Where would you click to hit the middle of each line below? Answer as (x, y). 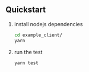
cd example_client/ (38, 35)
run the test (28, 52)
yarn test (26, 63)
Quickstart (26, 10)
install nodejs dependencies (48, 24)
